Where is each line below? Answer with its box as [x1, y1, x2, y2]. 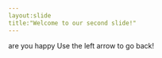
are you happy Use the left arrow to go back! [8, 41, 155, 50]
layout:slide [8, 11, 52, 20]
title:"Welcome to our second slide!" [8, 19, 137, 27]
